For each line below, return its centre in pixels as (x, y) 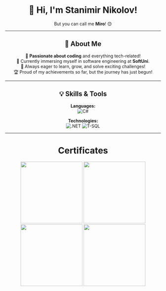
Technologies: (83, 121)
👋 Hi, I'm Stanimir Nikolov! (83, 10)
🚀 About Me (83, 44)
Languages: (83, 106)
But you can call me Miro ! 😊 (83, 24)
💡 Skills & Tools (83, 94)
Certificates (83, 150)
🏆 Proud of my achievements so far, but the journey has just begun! (83, 72)
